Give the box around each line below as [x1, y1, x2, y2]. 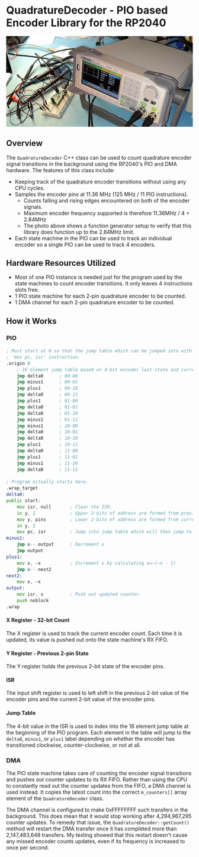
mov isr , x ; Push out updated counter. [17, 591, 142, 598]
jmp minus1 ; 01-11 [17, 417, 78, 423]
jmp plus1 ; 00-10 [17, 385, 78, 391]
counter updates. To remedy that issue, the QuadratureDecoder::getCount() [6, 819, 190, 826]
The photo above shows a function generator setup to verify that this [23, 222, 192, 229]
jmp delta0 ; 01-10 [17, 410, 78, 416]
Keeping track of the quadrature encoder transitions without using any [14, 178, 187, 185]
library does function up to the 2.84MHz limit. [23, 228, 135, 236]
